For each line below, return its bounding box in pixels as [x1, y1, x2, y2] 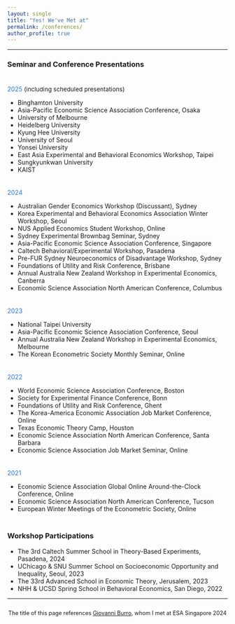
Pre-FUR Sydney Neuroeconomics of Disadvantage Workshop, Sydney [17, 254, 222, 262]
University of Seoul [17, 135, 73, 144]
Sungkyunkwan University [17, 158, 93, 166]
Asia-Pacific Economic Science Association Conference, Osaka [17, 106, 201, 114]
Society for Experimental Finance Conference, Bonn [17, 393, 168, 402]
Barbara [17, 438, 41, 447]
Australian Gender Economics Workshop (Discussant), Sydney [17, 201, 198, 210]
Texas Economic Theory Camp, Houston [17, 423, 134, 432]
